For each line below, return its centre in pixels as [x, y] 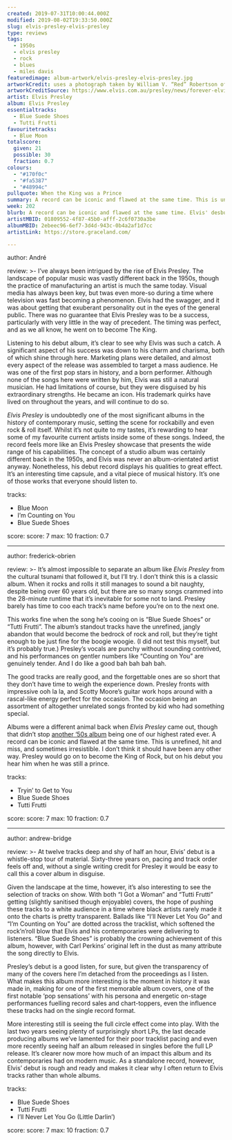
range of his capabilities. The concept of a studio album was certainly [106, 452]
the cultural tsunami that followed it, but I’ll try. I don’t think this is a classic [113, 577]
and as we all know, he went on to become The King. [82, 330]
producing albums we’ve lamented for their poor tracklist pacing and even [112, 1039]
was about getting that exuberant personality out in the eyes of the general [114, 307]
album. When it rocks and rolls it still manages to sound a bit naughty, [106, 584]
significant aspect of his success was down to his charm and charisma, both [116, 350]
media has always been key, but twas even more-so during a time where [110, 293]
